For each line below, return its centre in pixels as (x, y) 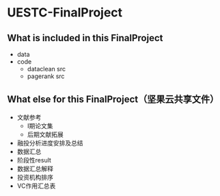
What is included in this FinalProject (85, 38)
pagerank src (46, 76)
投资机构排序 (35, 177)
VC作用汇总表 (36, 186)
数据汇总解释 (35, 169)
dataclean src (46, 69)
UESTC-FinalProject (65, 13)
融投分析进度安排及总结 (50, 143)
